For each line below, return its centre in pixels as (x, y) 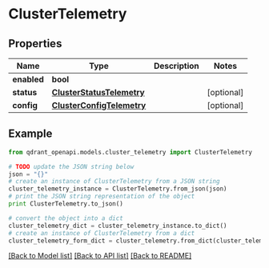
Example (30, 134)
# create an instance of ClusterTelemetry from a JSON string (114, 182)
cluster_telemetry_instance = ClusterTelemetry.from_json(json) (118, 189)
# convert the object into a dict (66, 218)
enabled (28, 79)
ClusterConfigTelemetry (99, 105)
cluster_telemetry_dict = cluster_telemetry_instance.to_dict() (118, 226)
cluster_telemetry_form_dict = (60, 241)
